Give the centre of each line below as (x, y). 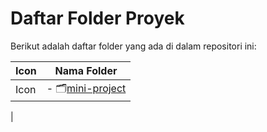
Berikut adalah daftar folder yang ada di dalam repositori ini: (133, 46)
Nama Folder (86, 70)
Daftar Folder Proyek (97, 18)
